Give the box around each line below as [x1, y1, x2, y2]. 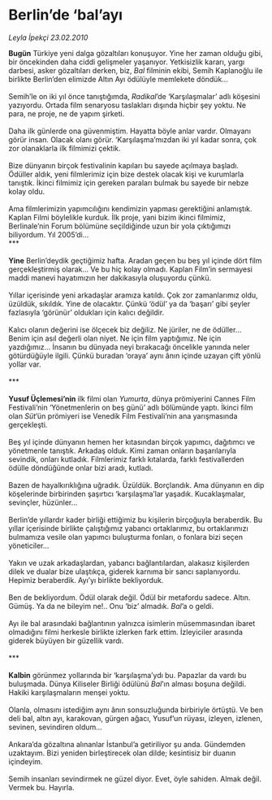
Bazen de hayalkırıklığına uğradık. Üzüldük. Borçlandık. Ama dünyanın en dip [8, 480, 265, 489]
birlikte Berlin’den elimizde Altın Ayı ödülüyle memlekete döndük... [8, 74, 229, 84]
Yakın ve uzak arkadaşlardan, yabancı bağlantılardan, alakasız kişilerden [8, 558, 250, 567]
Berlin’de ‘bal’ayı [8, 6, 123, 24]
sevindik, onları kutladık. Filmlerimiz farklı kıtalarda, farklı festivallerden [8, 454, 245, 464]
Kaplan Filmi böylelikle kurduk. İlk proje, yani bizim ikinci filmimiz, [8, 212, 226, 222]
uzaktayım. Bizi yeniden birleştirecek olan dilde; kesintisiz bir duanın [8, 748, 236, 758]
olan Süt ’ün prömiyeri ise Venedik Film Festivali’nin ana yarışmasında [8, 411, 238, 420]
